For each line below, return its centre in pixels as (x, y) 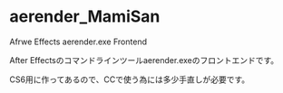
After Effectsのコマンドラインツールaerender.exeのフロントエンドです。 (144, 60)
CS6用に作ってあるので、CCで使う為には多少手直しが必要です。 (130, 79)
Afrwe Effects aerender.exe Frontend (78, 42)
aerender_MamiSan (85, 17)
